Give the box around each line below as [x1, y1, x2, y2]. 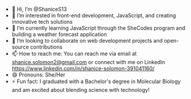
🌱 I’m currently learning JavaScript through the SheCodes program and [11, 24, 186, 31]
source [11, 43, 30, 50]
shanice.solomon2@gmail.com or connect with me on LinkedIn [11, 59, 166, 65]
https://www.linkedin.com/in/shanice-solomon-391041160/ [11, 65, 155, 72]
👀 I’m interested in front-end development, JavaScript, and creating [11, 12, 176, 19]
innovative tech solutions [11, 18, 73, 25]
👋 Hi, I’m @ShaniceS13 [11, 6, 67, 12]
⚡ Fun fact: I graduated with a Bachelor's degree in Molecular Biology [11, 78, 181, 85]
